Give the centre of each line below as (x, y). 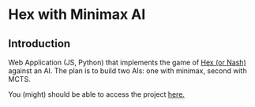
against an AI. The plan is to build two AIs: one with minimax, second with (127, 71)
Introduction (39, 44)
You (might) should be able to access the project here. (97, 94)
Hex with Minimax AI (77, 15)
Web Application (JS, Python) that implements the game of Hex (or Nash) (127, 62)
